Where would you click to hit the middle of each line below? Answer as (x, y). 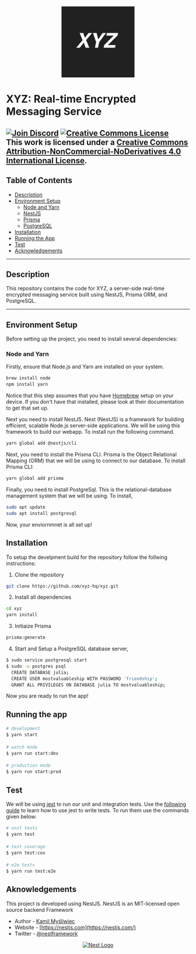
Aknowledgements (41, 889)
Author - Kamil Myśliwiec (45, 921)
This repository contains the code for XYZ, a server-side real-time (85, 289)
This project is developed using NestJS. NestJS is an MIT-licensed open (93, 903)
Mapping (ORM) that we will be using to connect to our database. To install (96, 461)
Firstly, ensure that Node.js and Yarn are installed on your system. (85, 367)
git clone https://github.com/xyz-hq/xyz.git (62, 586)
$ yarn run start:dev (32, 753)
